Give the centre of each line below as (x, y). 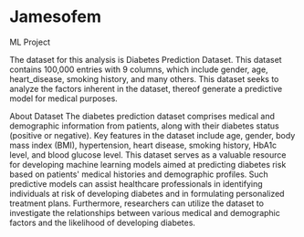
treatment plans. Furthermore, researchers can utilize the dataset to (137, 203)
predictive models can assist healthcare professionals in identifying (136, 183)
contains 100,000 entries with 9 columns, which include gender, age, (139, 69)
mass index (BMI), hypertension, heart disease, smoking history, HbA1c (143, 145)
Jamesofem (56, 17)
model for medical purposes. (64, 98)
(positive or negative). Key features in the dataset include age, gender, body (152, 135)
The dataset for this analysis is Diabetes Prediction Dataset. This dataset (146, 59)
